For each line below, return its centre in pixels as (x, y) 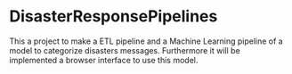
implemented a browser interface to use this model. (104, 60)
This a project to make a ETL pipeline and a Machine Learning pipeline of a (146, 41)
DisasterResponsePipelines (114, 16)
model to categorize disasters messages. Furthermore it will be (125, 50)
